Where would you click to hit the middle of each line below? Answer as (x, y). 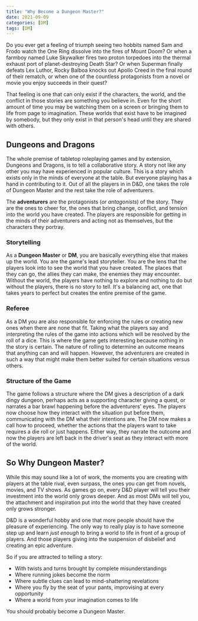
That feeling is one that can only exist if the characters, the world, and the (96, 94)
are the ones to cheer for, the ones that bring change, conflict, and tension (97, 208)
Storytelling (24, 242)
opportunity (29, 593)
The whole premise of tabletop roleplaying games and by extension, (89, 159)
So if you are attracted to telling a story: (54, 557)
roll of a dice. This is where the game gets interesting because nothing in (95, 340)
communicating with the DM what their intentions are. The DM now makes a (98, 419)
